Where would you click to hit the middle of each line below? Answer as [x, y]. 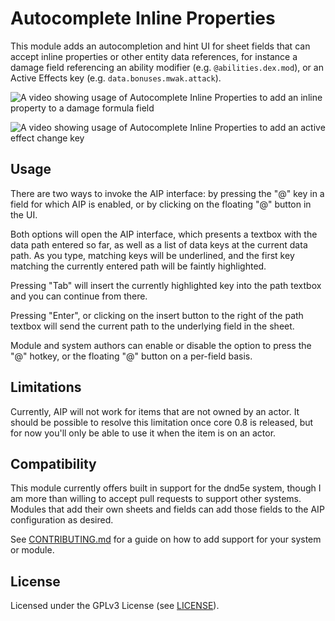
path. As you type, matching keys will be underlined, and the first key [152, 255]
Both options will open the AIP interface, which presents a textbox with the [164, 234]
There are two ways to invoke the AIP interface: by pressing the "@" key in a [167, 193]
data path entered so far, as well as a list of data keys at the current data [159, 244]
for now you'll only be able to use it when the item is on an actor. [143, 433]
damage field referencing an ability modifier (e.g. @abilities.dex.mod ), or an [167, 67]
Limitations [46, 387]
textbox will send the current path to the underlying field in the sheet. [152, 326]
